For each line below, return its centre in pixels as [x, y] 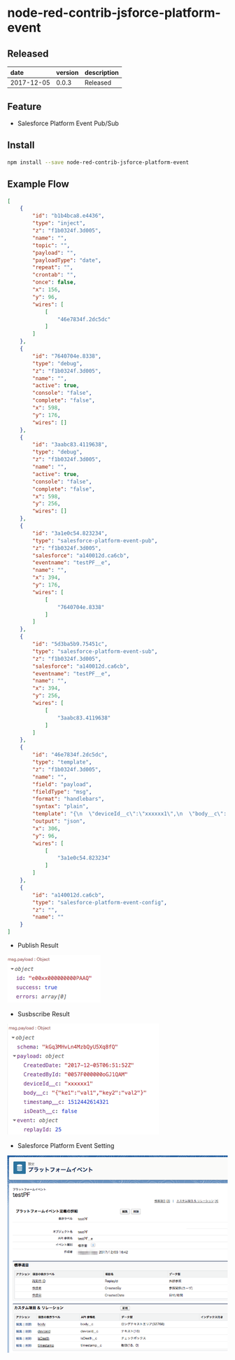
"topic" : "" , [51, 245]
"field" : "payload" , [62, 784]
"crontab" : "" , [55, 275]
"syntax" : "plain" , [61, 806]
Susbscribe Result [43, 1014]
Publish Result [38, 946]
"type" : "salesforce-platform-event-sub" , [95, 651]
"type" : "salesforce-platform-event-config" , [100, 902]
